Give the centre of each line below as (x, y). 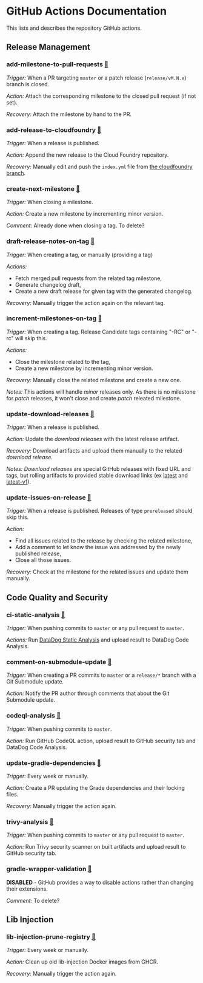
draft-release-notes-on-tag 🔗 (51, 241)
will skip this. (31, 338)
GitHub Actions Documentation (87, 11)
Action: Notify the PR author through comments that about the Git (88, 693)
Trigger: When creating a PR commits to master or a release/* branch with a (101, 675)
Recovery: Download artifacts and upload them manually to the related (94, 451)
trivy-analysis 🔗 (30, 821)
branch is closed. (28, 84)
